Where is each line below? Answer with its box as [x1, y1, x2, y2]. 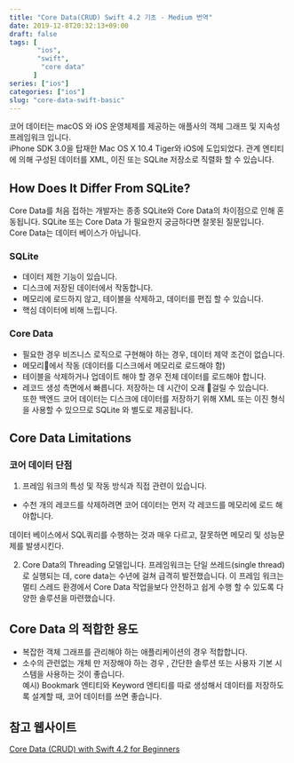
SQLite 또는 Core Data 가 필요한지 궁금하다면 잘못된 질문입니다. [42, 217, 265, 227]
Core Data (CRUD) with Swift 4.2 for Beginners [9, 743, 180, 755]
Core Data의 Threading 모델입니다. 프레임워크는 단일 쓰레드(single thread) [21, 560, 286, 570]
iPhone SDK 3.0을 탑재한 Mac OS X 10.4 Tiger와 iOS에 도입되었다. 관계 [9, 143, 261, 154]
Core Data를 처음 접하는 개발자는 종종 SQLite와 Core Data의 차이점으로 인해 [9, 205, 275, 216]
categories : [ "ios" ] [9, 87, 86, 96]
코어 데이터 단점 [9, 459, 73, 472]
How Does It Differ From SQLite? [9, 180, 191, 195]
